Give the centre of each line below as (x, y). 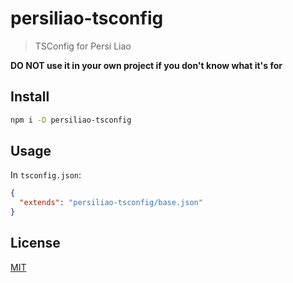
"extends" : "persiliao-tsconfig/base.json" (111, 203)
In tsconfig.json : (46, 175)
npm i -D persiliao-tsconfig (71, 120)
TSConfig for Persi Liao (83, 46)
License (35, 243)
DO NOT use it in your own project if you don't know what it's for (146, 65)
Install (30, 97)
